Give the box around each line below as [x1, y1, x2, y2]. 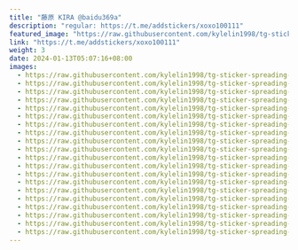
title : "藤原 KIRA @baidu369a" [9, 12, 122, 22]
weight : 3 [9, 46, 46, 55]
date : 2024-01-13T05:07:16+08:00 [9, 54, 133, 63]
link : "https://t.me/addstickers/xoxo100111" [9, 37, 180, 47]
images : [9, 63, 38, 72]
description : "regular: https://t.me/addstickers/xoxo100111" [9, 21, 244, 30]
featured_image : [9, 29, 69, 38]
